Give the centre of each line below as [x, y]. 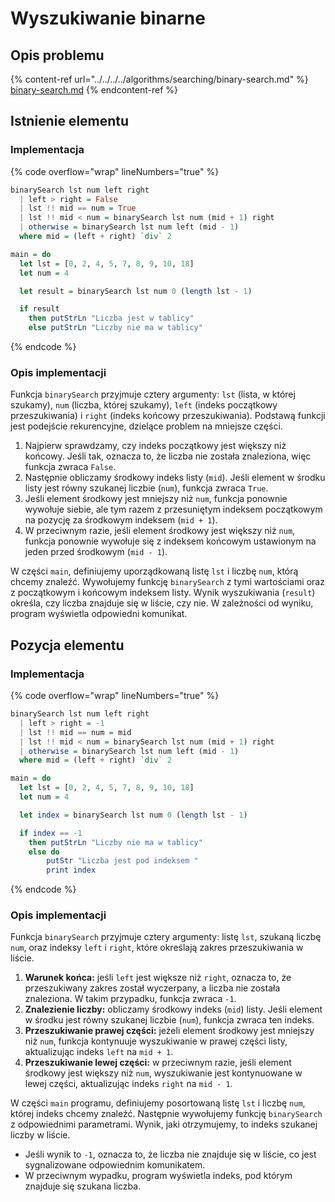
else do [44, 852]
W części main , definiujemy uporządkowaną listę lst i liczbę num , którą [154, 571]
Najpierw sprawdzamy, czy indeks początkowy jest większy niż [155, 446]
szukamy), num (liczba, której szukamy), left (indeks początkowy [144, 405]
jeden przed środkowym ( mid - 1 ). [96, 552]
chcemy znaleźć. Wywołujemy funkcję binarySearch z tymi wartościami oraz [167, 582]
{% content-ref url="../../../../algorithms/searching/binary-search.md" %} [159, 79]
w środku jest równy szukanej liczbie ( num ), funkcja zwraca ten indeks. [169, 1020]
